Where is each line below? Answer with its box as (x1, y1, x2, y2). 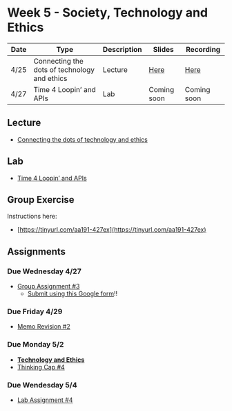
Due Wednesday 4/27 (7, 266, 81, 276)
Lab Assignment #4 (17, 396, 73, 404)
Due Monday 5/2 (7, 340, 64, 349)
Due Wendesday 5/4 (7, 380, 77, 390)
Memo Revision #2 (17, 322, 70, 331)
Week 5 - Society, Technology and (7, 5, 209, 21)
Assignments (7, 246, 66, 257)
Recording (186, 44, 221, 54)
